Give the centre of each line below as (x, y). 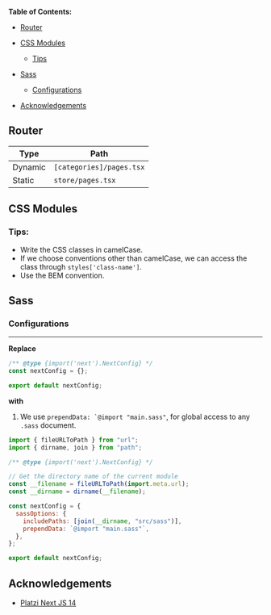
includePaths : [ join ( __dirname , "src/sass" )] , (102, 521)
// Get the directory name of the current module (94, 477)
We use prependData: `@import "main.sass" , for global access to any (135, 416)
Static (23, 180)
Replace (22, 349)
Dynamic (29, 167)
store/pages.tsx (85, 180)
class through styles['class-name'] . (81, 266)
